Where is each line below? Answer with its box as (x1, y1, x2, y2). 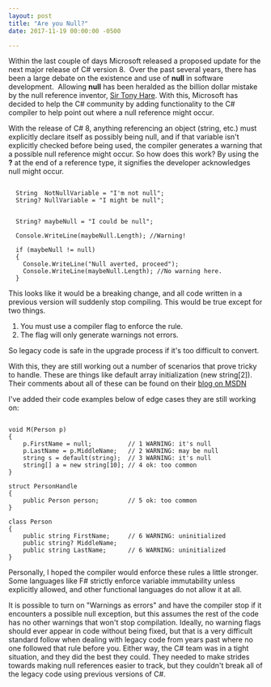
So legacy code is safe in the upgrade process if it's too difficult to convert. (8, 346, 260, 356)
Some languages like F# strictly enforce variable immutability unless (8, 576, 236, 586)
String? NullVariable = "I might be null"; (15, 196, 164, 205)
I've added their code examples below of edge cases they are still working (8, 395, 256, 404)
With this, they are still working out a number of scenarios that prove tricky (8, 361, 257, 371)
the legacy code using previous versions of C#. (8, 669, 166, 679)
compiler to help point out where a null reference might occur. (8, 108, 214, 117)
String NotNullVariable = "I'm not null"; (15, 190, 164, 198)
